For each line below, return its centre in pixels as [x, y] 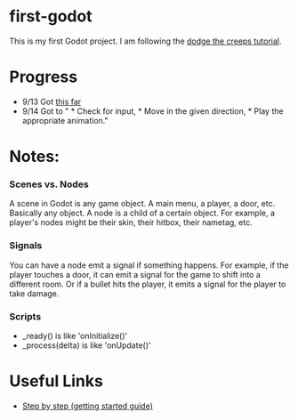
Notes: [35, 157]
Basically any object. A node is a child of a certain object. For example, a [142, 213]
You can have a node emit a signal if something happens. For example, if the [149, 265]
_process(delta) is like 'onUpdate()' [86, 345]
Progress [44, 77]
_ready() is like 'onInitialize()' [75, 335]
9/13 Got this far [52, 101]
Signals [26, 246]
